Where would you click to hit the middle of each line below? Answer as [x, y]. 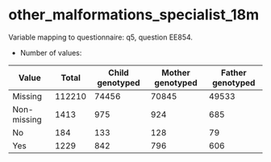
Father [234, 73]
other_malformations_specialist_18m [134, 15]
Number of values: [51, 52]
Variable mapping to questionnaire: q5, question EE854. [101, 37]
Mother [176, 73]
